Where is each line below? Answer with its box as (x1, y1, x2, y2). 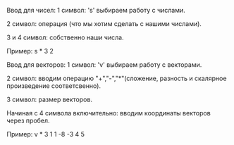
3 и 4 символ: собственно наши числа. (6, 33, 124, 42)
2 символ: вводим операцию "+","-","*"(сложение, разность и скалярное (6, 74, 227, 82)
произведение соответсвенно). (6, 82, 101, 90)
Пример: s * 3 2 (6, 47, 54, 55)
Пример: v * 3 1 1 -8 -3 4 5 (6, 130, 85, 138)
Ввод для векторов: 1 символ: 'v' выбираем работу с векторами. (6, 61, 202, 69)
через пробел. (6, 116, 50, 125)
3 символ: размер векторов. (6, 95, 93, 103)
